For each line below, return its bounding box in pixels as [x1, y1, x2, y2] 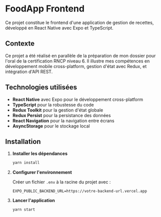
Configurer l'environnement [12, 169, 72, 175]
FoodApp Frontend [5, 3, 85, 14]
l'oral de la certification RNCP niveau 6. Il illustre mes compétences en [5, 58, 150, 64]
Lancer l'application [12, 197, 55, 203]
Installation [5, 137, 41, 145]
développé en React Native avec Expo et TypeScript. [5, 24, 113, 30]
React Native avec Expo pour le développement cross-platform [12, 96, 143, 102]
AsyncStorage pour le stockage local [12, 123, 90, 129]
